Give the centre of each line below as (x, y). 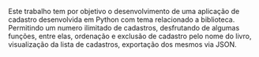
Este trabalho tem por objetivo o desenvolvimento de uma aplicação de (124, 11)
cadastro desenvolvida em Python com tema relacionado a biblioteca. (122, 20)
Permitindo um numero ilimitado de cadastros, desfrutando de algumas (124, 28)
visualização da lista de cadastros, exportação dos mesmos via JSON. (122, 45)
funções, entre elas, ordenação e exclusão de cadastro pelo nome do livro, (130, 36)
